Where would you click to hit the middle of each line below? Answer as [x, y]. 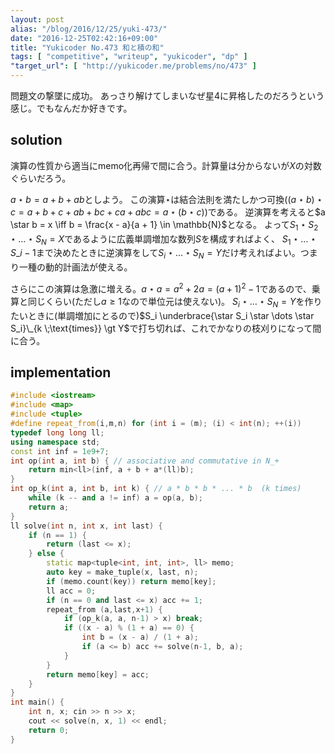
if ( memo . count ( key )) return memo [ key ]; [131, 581]
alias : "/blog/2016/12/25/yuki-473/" [89, 29]
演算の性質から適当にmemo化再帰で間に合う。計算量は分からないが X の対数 [166, 165]
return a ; [49, 507]
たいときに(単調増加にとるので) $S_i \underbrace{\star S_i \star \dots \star [162, 315]
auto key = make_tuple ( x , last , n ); [122, 572]
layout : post [37, 19]
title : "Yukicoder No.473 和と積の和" [87, 47]
